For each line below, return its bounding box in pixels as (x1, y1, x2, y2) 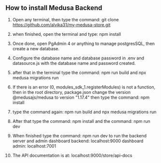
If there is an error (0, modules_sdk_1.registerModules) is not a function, (12, 84, 156, 90)
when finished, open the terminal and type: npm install (12, 31, 121, 37)
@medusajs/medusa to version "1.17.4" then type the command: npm (12, 94, 150, 100)
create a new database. (12, 45, 60, 51)
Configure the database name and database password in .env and (12, 55, 145, 61)
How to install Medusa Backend (5, 4, 102, 12)
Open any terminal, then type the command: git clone (12, 16, 119, 22)
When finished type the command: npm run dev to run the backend (12, 133, 147, 138)
